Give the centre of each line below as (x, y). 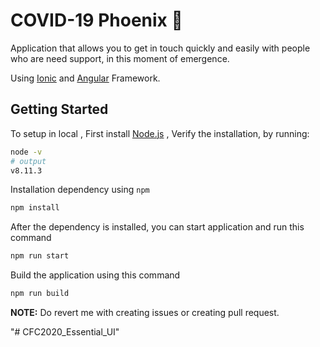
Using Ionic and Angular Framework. (85, 78)
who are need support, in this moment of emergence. (120, 58)
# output (28, 161)
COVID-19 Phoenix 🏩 (96, 20)
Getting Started (59, 109)
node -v (26, 152)
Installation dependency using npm (80, 190)
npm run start (40, 256)
